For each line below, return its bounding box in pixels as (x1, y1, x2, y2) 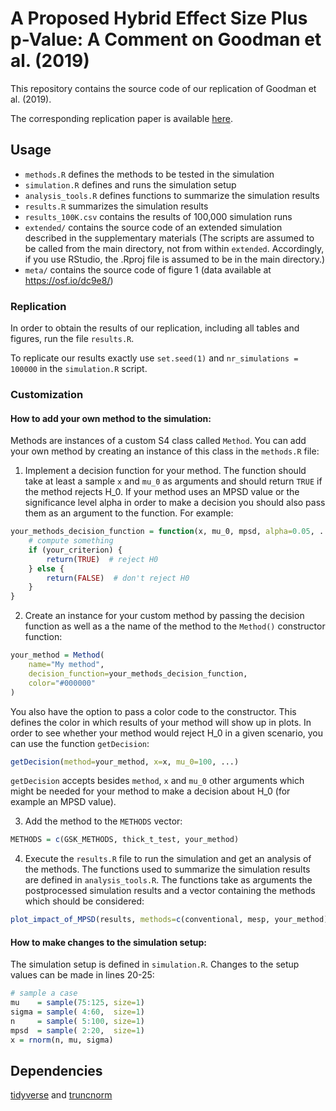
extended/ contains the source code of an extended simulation (24, 221, 283, 233)
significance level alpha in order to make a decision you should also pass (24, 497, 326, 509)
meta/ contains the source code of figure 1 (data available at (24, 263, 272, 276)
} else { (28, 563, 65, 574)
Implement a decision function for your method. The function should (24, 465, 307, 477)
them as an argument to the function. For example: (24, 507, 234, 519)
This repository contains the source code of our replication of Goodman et (10, 82, 317, 94)
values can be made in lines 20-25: (10, 969, 155, 981)
